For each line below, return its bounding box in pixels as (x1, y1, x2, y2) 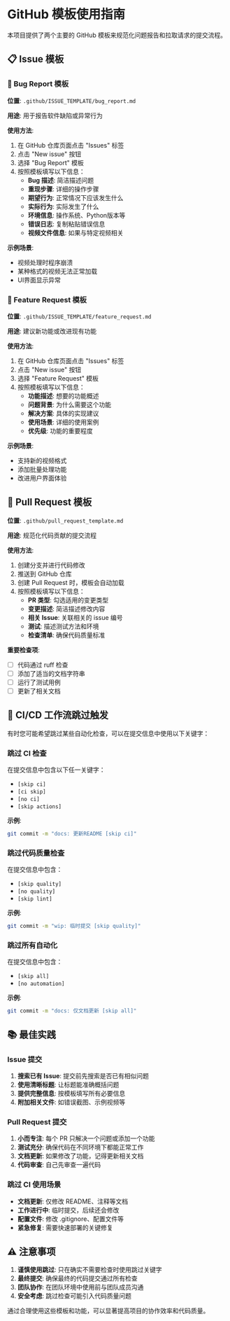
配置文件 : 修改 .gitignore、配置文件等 (17, 1215, 124, 1223)
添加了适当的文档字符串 (17, 669, 85, 677)
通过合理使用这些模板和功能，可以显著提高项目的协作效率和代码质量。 (7, 1306, 210, 1315)
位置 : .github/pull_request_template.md (7, 516, 124, 525)
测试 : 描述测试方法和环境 (27, 622, 99, 630)
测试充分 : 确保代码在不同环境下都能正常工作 (17, 1143, 144, 1152)
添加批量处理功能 (17, 465, 67, 473)
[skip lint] (17, 896, 52, 903)
